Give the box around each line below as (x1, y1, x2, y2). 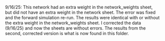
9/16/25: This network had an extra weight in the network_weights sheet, (5, 4, 153, 10)
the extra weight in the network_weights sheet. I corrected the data (5, 20, 141, 26)
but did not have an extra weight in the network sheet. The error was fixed (5, 9, 156, 15)
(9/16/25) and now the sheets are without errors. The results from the (5, 25, 146, 31)
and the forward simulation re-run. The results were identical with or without (5, 15, 160, 20)
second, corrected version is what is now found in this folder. (5, 31, 129, 36)
